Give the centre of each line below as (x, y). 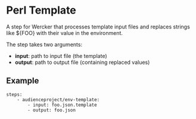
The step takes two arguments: (44, 44)
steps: (14, 94)
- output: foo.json (52, 110)
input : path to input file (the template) (61, 56)
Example (23, 81)
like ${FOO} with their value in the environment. (65, 33)
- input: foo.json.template (62, 105)
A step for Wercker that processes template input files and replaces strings (98, 27)
